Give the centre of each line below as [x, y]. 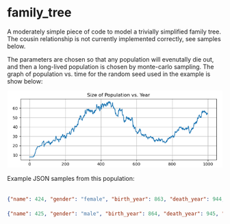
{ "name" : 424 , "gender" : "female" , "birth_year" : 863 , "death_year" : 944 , [116, 199]
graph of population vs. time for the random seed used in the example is [109, 74]
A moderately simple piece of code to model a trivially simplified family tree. [114, 32]
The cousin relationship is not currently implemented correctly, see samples [114, 38]
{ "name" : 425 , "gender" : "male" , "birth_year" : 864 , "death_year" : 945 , [113, 214]
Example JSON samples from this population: [71, 179]
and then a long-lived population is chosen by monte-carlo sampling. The [111, 66]
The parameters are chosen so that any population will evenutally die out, [111, 59]
